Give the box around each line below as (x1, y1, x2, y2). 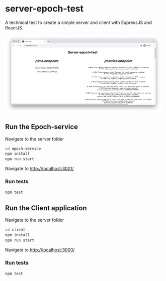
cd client (5, 227, 26, 232)
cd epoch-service (5, 146, 41, 151)
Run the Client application (5, 204, 87, 212)
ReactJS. (5, 24, 24, 30)
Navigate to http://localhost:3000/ (5, 247, 75, 253)
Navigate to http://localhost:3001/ (5, 165, 74, 172)
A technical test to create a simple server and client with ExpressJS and (5, 19, 152, 25)
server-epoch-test (5, 3, 83, 14)
